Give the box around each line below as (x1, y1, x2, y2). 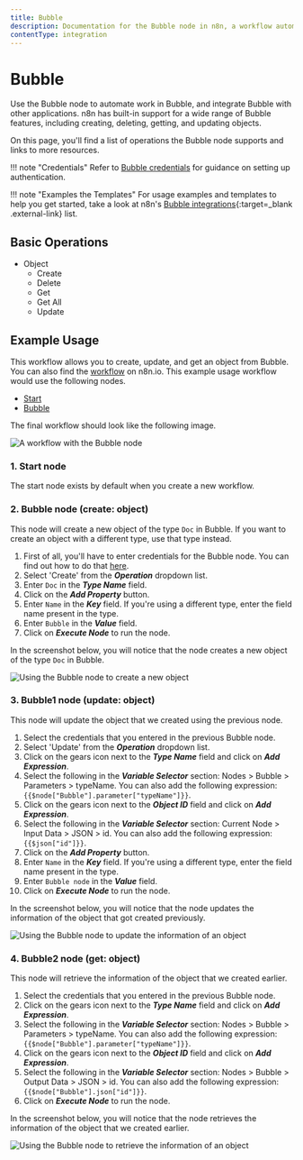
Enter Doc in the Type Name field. (22, 579, 147, 590)
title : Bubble (10, 13, 64, 23)
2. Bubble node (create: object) (10, 503, 149, 516)
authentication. (10, 172, 67, 183)
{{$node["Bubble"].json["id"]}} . (22, 1086, 147, 1097)
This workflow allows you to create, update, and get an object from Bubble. (10, 356, 290, 367)
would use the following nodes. (10, 375, 127, 386)
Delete (36, 278, 62, 288)
